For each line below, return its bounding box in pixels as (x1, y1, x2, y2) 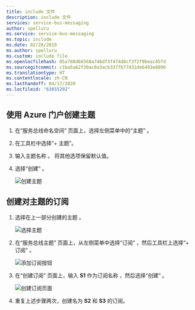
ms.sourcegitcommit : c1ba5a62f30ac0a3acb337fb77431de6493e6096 (6, 64, 166, 70)
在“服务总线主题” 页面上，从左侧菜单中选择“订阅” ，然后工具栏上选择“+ (14, 239, 189, 246)
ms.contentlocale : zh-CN (6, 75, 68, 81)
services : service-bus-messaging (6, 20, 89, 26)
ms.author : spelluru (6, 48, 58, 54)
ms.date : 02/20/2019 (6, 42, 58, 48)
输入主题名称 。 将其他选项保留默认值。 (14, 152, 112, 159)
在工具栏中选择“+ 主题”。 (14, 139, 77, 147)
